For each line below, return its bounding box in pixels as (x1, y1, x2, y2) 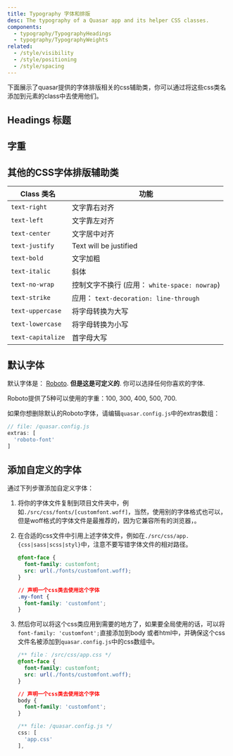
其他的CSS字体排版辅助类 (7, 166, 120, 178)
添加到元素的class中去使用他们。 (7, 92, 103, 100)
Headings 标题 (7, 114, 72, 127)
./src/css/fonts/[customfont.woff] (23, 509, 129, 516)
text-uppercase (11, 307, 62, 315)
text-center (11, 229, 51, 238)
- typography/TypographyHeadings (13, 30, 112, 37)
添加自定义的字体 (7, 464, 82, 476)
